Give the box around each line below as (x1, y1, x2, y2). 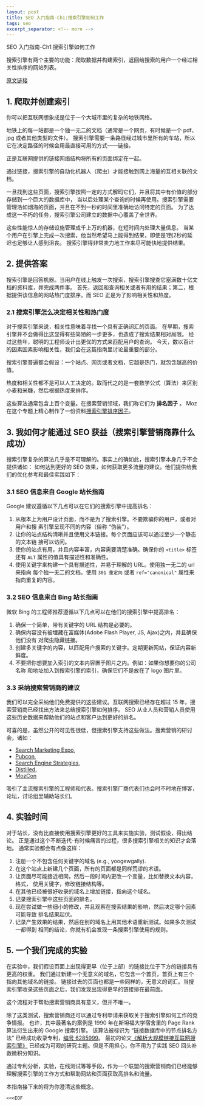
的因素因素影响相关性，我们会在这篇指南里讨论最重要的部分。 (6, 346, 161, 353)
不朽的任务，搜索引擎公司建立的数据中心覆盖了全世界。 (22, 211, 161, 219)
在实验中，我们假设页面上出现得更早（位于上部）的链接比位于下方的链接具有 (6, 962, 198, 970)
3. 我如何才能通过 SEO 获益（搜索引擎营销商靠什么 (6, 427, 195, 437)
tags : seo (6, 20, 32, 26)
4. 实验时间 (6, 812, 48, 822)
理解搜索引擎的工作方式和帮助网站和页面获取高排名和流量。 (6, 1069, 155, 1077)
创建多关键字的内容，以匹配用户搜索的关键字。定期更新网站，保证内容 (15, 643, 191, 651)
